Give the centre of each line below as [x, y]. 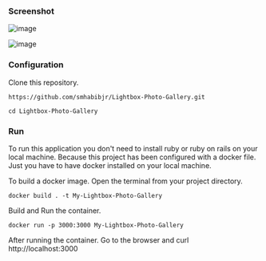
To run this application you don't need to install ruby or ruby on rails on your [133, 148]
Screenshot [31, 11]
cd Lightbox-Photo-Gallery [53, 111]
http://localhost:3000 [43, 248]
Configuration [36, 65]
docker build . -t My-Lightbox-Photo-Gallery [85, 195]
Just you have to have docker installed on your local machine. [110, 165]
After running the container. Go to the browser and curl [99, 240]
